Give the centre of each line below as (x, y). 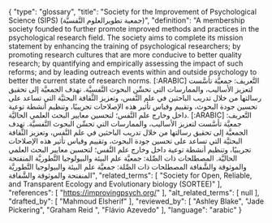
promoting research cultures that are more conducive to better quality (125, 55)
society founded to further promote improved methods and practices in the (134, 29)
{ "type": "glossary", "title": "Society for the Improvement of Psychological (133, 12)
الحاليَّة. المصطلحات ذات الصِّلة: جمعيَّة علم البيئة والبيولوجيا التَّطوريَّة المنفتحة (123, 158)
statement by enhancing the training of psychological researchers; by (125, 46)
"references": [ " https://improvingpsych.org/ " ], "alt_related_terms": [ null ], (134, 193)
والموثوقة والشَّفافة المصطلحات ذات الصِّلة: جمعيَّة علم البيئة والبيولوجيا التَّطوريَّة (128, 167)
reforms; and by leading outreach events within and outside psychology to (133, 72)
